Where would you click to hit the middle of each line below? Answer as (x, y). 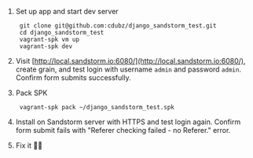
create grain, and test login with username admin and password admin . (128, 69)
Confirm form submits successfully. (73, 77)
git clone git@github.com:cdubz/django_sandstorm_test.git (118, 26)
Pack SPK (31, 93)
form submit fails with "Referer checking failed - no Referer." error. (123, 130)
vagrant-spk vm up (49, 39)
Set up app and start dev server (67, 11)
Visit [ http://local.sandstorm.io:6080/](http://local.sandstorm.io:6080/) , (130, 61)
